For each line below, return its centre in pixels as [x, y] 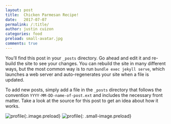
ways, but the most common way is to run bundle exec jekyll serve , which [85, 69]
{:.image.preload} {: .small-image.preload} [78, 116]
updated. [15, 79]
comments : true [22, 44]
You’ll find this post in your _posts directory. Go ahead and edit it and [78, 58]
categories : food [24, 34]
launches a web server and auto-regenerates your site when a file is [77, 74]
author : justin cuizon [29, 29]
